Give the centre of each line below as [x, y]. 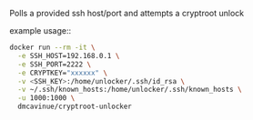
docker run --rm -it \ [52, 47]
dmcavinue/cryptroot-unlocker [75, 107]
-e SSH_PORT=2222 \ [55, 64]
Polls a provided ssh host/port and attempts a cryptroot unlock [127, 13]
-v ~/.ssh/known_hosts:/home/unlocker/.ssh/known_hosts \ [130, 90]
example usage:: [40, 30]
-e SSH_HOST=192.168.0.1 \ [69, 55]
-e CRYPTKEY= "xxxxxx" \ [62, 73]
